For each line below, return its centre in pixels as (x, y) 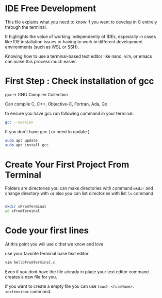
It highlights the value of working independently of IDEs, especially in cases (81, 36)
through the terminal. (26, 27)
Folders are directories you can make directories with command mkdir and (79, 188)
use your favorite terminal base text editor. (47, 254)
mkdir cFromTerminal (26, 207)
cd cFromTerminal (23, 211)
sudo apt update (21, 140)
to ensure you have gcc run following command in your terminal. (69, 113)
